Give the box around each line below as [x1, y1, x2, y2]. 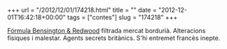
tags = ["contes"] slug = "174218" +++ [67, 13, 178, 21]
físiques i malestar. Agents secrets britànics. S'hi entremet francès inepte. [7, 34, 221, 42]
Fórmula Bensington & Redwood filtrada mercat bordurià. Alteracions [7, 27, 206, 35]
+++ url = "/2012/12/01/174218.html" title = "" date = [7, 6, 157, 14]
